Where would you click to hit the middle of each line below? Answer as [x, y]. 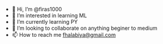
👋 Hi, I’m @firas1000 [37, 9]
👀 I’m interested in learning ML [49, 15]
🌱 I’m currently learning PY [45, 22]
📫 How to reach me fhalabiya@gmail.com [64, 35]
